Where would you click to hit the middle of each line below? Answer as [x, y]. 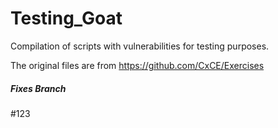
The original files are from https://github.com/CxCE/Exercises [137, 65]
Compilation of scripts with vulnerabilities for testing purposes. [140, 46]
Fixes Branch [38, 88]
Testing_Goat [66, 18]
